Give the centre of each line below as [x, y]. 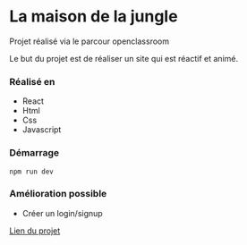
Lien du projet [35, 231]
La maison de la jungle [94, 17]
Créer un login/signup [62, 213]
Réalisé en [32, 81]
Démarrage [34, 153]
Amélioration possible [58, 194]
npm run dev [31, 172]
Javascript [42, 130]
